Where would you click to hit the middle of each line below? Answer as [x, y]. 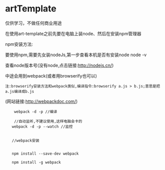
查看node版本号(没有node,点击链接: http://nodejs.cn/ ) [59, 65]
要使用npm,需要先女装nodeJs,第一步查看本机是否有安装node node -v [76, 55]
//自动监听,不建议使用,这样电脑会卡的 [48, 121]
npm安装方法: [19, 44]
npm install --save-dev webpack [45, 154]
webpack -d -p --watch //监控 [42, 127]
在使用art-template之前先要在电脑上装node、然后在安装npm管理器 [73, 33]
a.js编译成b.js [20, 91]
